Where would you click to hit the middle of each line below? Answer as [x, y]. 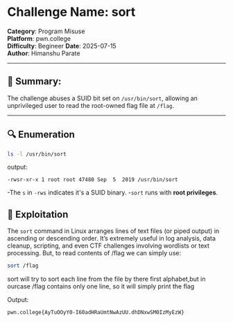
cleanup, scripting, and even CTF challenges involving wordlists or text [109, 246]
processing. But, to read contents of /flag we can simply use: [94, 253]
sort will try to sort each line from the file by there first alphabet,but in [106, 279]
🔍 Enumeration [41, 135]
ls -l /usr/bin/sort [37, 154]
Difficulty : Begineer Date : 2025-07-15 [62, 46]
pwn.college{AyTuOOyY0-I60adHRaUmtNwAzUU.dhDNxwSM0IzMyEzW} [96, 313]
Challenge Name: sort [71, 12]
